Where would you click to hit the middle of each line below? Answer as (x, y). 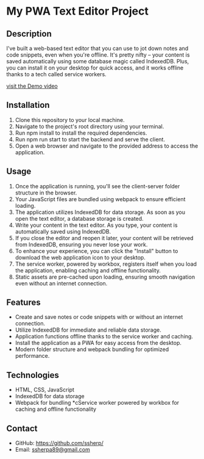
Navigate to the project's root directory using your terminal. (90, 126)
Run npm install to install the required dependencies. (81, 133)
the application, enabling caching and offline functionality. (88, 270)
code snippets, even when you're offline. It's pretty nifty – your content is (98, 55)
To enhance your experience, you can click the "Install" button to (97, 251)
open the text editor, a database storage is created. (79, 218)
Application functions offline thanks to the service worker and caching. (104, 336)
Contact (22, 428)
